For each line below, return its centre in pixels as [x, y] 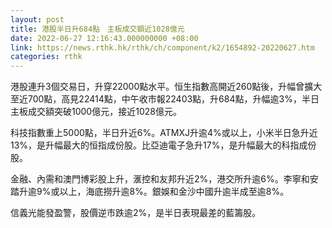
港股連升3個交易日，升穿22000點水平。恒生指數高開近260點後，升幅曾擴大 [166, 87]
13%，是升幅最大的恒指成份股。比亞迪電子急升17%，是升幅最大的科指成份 [163, 145]
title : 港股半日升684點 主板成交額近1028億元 [97, 29]
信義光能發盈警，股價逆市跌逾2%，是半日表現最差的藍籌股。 [136, 213]
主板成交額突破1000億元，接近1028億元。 [96, 112]
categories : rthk [46, 57]
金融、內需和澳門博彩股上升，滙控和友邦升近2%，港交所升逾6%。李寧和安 [164, 179]
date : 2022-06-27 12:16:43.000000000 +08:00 [104, 38]
